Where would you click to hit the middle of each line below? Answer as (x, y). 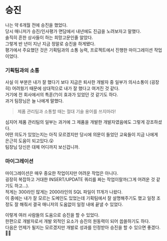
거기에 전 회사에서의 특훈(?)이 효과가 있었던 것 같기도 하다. (62, 95)
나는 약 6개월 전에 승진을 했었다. (36, 25)
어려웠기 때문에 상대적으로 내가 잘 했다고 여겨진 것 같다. (66, 88)
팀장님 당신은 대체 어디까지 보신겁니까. (42, 147)
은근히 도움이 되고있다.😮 (29, 141)
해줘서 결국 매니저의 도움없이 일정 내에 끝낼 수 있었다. (72, 204)
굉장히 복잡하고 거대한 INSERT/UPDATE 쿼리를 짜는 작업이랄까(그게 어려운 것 (80, 179)
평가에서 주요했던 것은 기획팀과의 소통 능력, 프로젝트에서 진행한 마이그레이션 (79, 50)
